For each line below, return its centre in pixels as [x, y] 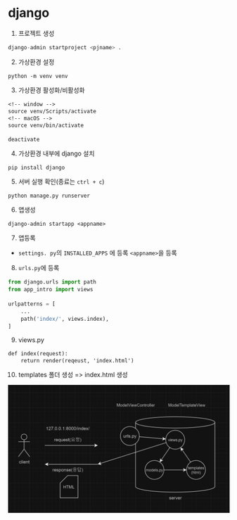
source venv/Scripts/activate [52, 111]
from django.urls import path [52, 282]
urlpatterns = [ [32, 304]
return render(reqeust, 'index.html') [77, 360]
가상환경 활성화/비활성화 [51, 90]
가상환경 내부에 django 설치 [56, 153]
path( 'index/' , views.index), [65, 319]
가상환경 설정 [36, 62]
